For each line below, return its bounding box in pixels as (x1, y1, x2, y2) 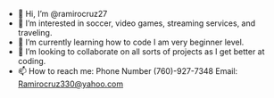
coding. (17, 56, 46, 66)
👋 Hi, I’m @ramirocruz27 (17, 9, 108, 19)
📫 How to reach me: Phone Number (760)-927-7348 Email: (17, 66, 238, 76)
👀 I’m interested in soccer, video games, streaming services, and (17, 18, 256, 29)
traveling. (17, 28, 53, 37)
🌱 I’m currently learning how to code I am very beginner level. (17, 37, 245, 47)
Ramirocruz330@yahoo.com (17, 78, 124, 89)
